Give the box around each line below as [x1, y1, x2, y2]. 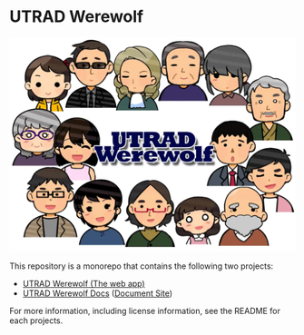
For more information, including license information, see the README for [9, 305, 281, 316]
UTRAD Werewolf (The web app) [22, 278, 145, 289]
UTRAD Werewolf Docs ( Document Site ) [22, 288, 173, 299]
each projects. [9, 315, 64, 326]
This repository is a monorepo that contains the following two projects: [9, 261, 274, 271]
